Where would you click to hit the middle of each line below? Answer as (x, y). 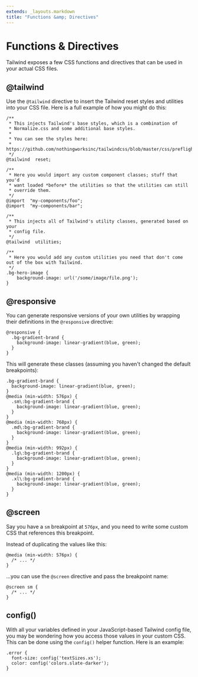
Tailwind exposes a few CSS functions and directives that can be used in (94, 62)
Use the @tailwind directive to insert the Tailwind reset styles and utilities (95, 101)
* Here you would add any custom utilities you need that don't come (96, 258)
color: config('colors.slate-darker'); (60, 663)
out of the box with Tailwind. (44, 263)
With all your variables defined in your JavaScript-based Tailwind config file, (99, 629)
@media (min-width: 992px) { (42, 448)
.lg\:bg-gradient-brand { (43, 453)
